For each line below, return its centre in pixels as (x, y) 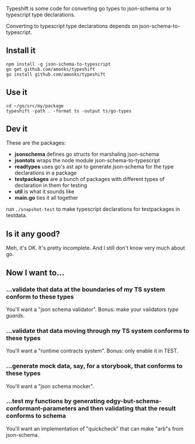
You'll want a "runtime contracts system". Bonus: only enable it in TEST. (92, 351)
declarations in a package (46, 173)
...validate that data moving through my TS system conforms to (98, 330)
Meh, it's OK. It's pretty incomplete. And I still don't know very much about (95, 248)
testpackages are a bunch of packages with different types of (89, 179)
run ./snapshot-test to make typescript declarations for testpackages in (93, 209)
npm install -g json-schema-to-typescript (58, 64)
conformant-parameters (41, 408)
